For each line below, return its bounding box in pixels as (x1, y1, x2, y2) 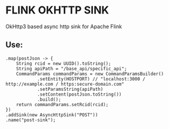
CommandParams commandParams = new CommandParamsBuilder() (16, 71, 164, 77)
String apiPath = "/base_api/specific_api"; (16, 66, 127, 72)
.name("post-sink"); (5, 117, 57, 123)
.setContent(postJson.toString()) (37, 91, 122, 97)
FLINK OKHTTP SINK (5, 4, 110, 17)
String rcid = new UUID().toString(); (16, 60, 111, 66)
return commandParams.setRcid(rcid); (16, 101, 109, 107)
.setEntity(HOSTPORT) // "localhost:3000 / (37, 76, 145, 82)
